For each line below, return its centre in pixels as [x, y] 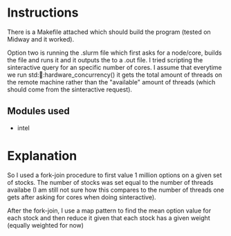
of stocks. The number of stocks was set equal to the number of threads [110, 182]
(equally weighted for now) [46, 225]
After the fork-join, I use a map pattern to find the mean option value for [109, 210]
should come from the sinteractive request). [70, 89]
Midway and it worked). [41, 39]
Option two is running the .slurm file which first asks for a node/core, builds [115, 53]
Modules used [39, 111]
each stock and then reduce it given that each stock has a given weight [109, 218]
